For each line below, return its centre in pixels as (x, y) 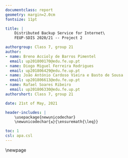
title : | (14, 28)
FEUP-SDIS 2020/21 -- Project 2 (48, 38)
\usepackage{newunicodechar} (45, 117)
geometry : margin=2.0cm (30, 15)
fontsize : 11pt (21, 19)
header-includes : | (26, 112)
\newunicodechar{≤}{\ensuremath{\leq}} (56, 122)
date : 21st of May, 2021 (31, 103)
